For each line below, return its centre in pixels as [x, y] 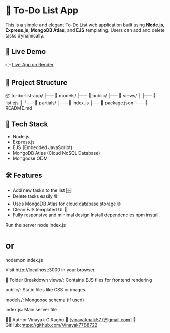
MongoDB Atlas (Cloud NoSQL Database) [56, 153]
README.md [19, 108]
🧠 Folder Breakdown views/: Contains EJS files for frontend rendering [79, 280]
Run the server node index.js [36, 225]
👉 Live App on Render [29, 64]
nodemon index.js [24, 260]
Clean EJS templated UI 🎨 [40, 210]
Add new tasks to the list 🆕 [42, 190]
